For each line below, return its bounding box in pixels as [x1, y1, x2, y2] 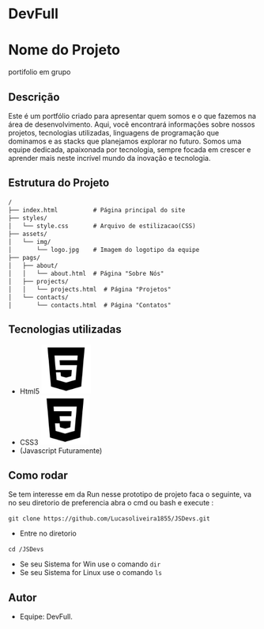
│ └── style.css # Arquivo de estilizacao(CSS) [8, 222, 196, 230]
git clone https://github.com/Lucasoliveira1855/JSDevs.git [8, 515, 211, 523]
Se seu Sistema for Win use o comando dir [19, 559, 161, 569]
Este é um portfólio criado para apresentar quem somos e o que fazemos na [8, 111, 257, 120]
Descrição [8, 90, 60, 104]
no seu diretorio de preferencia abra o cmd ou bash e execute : [8, 498, 214, 508]
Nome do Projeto [8, 41, 121, 59]
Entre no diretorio [19, 528, 77, 539]
